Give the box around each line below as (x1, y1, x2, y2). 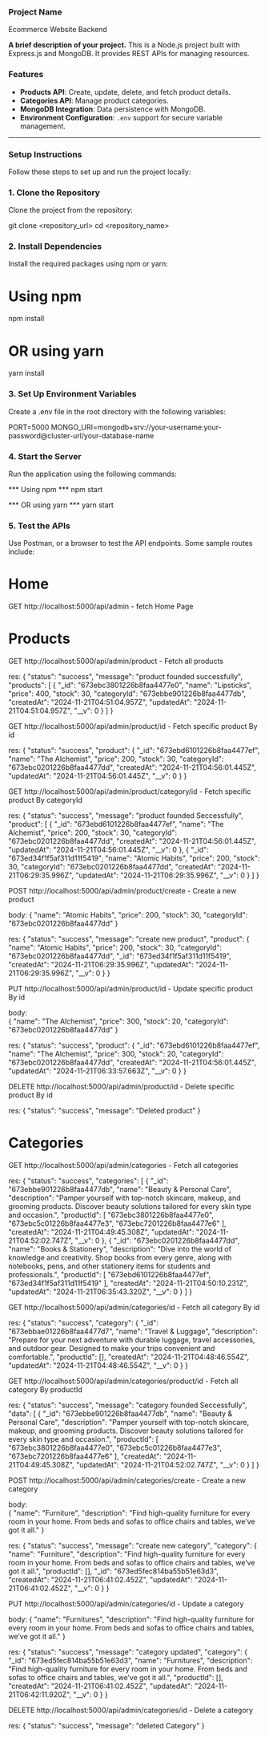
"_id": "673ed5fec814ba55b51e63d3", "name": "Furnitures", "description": (8, 1656, 253, 1666)
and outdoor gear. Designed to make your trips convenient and (8, 1344, 215, 1353)
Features (8, 69, 44, 80)
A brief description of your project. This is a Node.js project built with (8, 40, 240, 50)
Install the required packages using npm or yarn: (8, 259, 168, 269)
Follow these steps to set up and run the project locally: (8, 167, 191, 177)
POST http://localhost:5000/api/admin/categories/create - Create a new (8, 1475, 247, 1485)
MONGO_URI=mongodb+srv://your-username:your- (50, 422, 222, 432)
